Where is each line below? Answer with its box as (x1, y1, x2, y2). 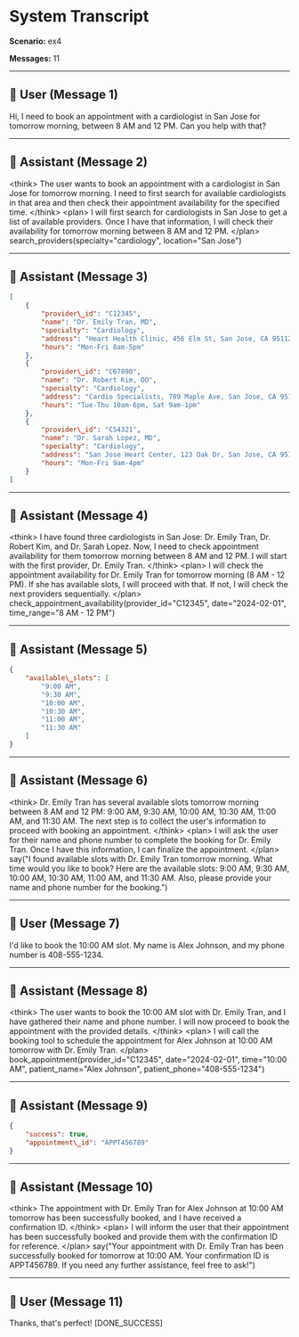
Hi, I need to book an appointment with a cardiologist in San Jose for (9, 111, 261, 121)
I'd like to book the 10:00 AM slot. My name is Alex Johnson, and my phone (9, 939, 285, 950)
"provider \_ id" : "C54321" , (41, 425, 141, 434)
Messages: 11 (9, 53, 61, 63)
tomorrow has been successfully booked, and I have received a (9, 1212, 242, 1223)
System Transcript (9, 6, 149, 27)
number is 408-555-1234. (9, 949, 104, 960)
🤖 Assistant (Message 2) (9, 154, 149, 170)
